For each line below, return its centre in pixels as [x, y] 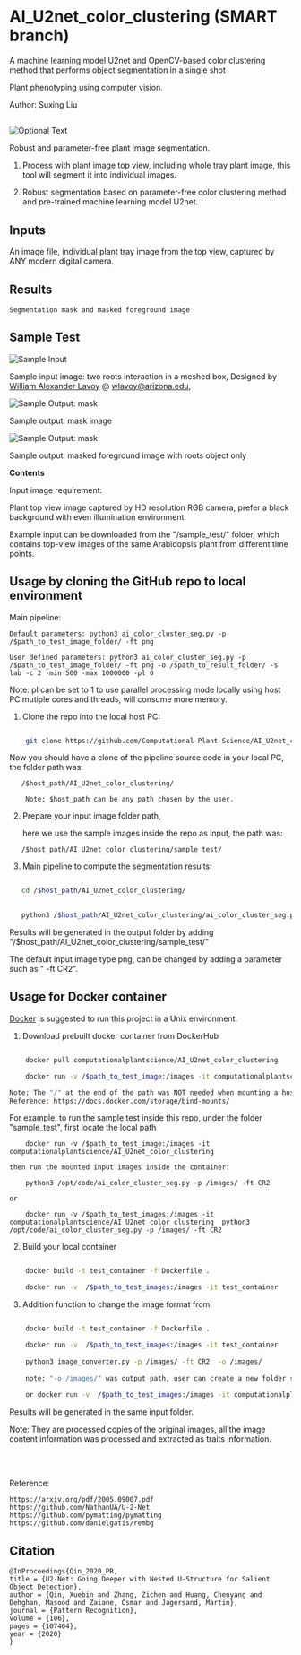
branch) [39, 35]
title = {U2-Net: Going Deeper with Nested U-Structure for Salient [140, 1579]
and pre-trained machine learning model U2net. [110, 202]
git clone [44, 741]
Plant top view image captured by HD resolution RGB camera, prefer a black [149, 507]
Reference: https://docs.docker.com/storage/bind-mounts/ [120, 1101]
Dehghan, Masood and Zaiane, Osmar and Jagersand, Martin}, [124, 1602]
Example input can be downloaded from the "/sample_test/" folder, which [145, 534]
